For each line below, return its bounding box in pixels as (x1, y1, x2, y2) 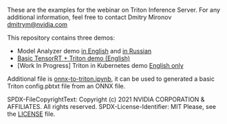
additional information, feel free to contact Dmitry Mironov (7, 13, 172, 21)
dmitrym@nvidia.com (7, 21, 67, 28)
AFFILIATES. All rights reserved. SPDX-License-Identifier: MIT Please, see (7, 103, 217, 110)
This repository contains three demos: (7, 34, 116, 42)
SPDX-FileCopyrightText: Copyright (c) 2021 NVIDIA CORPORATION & (7, 95, 205, 103)
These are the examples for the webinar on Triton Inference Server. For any (7, 6, 221, 14)
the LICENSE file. (7, 110, 56, 118)
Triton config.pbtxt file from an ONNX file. (7, 82, 126, 90)
